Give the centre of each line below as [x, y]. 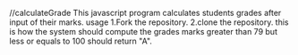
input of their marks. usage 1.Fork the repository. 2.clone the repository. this [149, 22]
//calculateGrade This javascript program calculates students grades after [145, 13]
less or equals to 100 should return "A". [81, 41]
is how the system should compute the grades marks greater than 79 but [143, 31]
